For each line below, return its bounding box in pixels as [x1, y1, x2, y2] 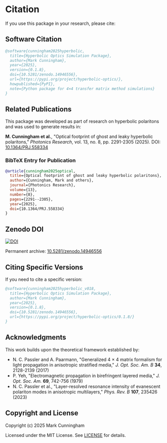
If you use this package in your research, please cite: [5, 20, 115, 26]
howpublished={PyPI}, [10, 81, 56, 87]
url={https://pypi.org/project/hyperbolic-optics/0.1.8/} [10, 314, 135, 320]
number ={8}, [10, 192, 35, 197]
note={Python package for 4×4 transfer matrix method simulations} [10, 86, 155, 91]
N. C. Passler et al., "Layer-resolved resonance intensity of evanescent [12, 383, 160, 389]
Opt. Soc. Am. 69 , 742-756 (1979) [12, 378, 83, 384]
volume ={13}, [10, 188, 37, 193]
